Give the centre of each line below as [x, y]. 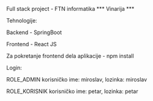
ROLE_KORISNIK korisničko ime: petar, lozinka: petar [72, 91]
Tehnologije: [22, 20]
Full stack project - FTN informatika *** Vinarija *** [70, 9]
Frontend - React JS [31, 44]
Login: [14, 68]
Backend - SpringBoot [34, 32]
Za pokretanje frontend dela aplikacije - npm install [70, 56]
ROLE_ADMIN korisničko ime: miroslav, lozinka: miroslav [77, 79]
